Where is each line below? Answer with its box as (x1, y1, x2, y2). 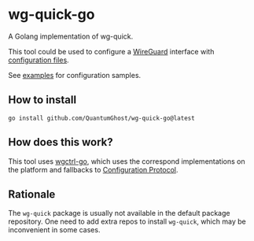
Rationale (8, 187, 56, 201)
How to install (8, 93, 77, 107)
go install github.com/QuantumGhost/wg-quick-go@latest (8, 114, 195, 122)
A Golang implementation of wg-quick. (8, 32, 134, 41)
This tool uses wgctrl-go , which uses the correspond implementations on (8, 156, 245, 166)
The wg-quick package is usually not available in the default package (8, 209, 230, 218)
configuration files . (8, 55, 69, 65)
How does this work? (8, 135, 113, 149)
